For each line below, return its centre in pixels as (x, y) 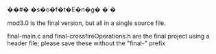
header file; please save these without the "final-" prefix (86, 43)
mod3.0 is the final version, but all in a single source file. (86, 23)
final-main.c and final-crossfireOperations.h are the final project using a (109, 36)
